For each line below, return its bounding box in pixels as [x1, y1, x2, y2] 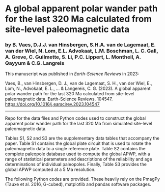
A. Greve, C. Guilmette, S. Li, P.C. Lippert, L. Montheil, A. [5, 54, 141, 60]
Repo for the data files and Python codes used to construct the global [5, 115, 146, 121]
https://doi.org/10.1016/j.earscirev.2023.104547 [5, 101, 100, 107]
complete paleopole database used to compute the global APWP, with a [5, 151, 150, 157]
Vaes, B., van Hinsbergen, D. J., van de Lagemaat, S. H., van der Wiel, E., [5, 81, 152, 86]
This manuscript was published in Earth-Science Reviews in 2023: [5, 71, 139, 77]
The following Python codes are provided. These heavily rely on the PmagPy [5, 176, 160, 182]
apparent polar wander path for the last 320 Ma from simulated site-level [5, 121, 152, 127]
